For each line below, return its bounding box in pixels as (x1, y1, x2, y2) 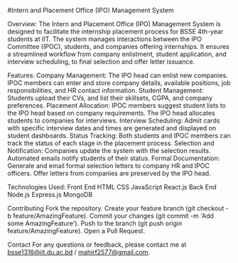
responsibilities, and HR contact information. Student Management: (7, 86, 204, 94)
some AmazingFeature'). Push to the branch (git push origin (7, 219, 183, 228)
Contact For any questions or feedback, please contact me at (7, 240, 187, 249)
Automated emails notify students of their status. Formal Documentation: (7, 154, 220, 162)
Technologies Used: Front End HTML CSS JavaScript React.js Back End (7, 183, 217, 191)
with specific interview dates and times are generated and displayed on (7, 124, 217, 132)
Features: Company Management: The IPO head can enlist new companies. (7, 71, 229, 79)
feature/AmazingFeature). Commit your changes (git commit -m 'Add (13, 212, 215, 220)
